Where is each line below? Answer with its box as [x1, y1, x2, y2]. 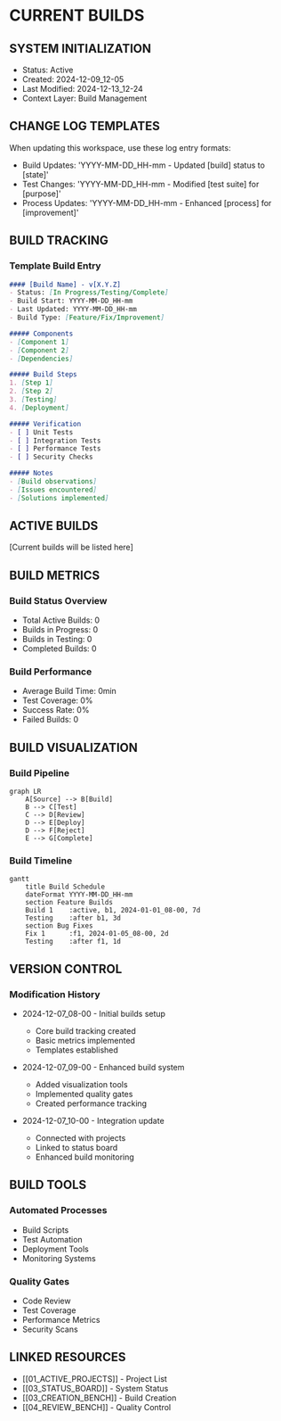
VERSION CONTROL [9, 961, 123, 977]
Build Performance [9, 665, 92, 678]
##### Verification [9, 419, 82, 428]
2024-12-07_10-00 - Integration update [21, 1116, 165, 1127]
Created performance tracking [35, 1098, 148, 1109]
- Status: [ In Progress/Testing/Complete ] [9, 288, 169, 297]
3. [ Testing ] [9, 395, 58, 404]
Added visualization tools [35, 1079, 128, 1090]
